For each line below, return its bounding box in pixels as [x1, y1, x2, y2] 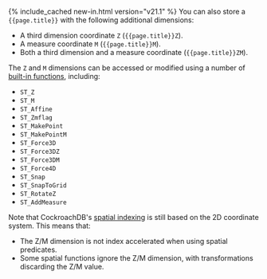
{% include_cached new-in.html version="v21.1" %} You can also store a [8, 7, 245, 16]
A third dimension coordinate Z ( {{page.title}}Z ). [19, 31, 183, 40]
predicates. [19, 245, 57, 254]
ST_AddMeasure [19, 198, 67, 206]
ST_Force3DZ [19, 147, 60, 155]
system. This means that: [8, 221, 91, 230]
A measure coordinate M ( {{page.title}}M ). [19, 39, 161, 49]
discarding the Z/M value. [19, 262, 104, 271]
